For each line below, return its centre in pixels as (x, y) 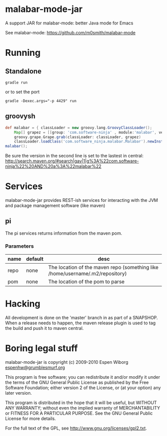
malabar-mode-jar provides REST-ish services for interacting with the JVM (82, 200)
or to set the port (22, 92)
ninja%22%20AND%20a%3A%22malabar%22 (53, 166)
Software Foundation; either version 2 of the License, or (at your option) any (83, 388)
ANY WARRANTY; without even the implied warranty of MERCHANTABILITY (83, 408)
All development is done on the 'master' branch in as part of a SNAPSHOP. (82, 318)
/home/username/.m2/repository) (87, 274)
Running (23, 53)
